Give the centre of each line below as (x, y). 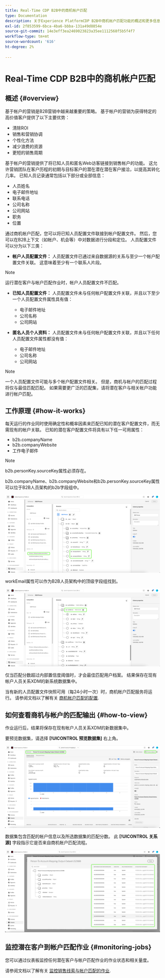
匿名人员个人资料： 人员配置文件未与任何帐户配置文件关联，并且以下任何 (86, 332)
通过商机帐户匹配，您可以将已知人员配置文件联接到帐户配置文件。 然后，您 (81, 233)
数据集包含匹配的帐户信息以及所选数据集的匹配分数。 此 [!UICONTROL (77, 836)
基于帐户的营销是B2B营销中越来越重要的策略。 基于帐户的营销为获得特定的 (81, 111)
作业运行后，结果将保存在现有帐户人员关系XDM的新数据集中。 (68, 728)
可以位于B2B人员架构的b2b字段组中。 (43, 488)
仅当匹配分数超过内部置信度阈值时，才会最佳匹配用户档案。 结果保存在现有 (81, 675)
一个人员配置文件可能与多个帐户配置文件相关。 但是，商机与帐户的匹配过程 (81, 381)
